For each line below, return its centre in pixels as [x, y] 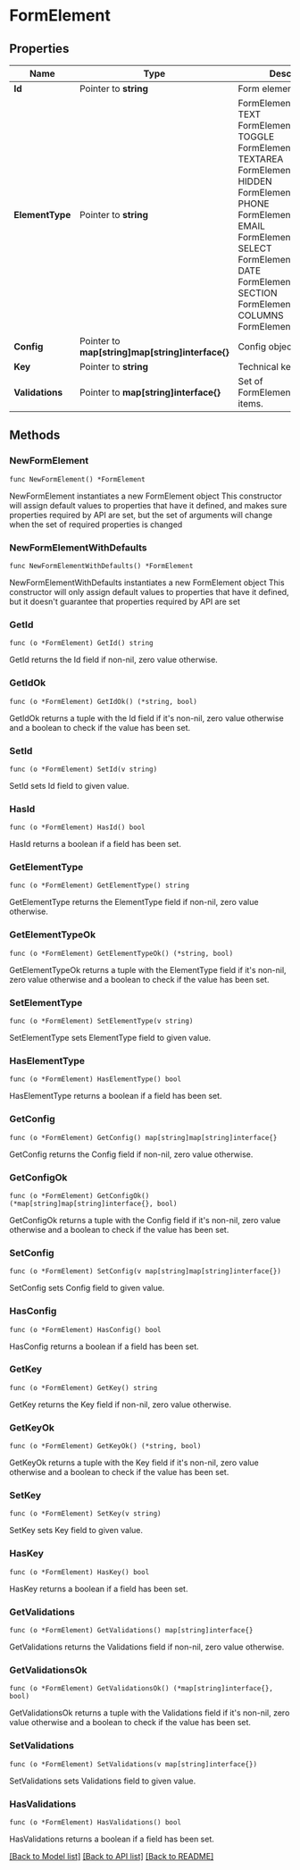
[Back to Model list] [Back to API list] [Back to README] [112, 1856]
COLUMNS [261, 315]
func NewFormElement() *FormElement [77, 479]
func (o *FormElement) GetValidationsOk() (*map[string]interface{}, [142, 1689]
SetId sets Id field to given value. [69, 785]
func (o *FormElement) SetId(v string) [83, 769]
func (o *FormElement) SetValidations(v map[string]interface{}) [133, 1764]
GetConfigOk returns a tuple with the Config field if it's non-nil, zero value [145, 1220]
